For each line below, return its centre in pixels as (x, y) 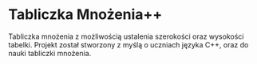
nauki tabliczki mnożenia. (50, 53)
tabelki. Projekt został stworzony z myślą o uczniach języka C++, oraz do (128, 44)
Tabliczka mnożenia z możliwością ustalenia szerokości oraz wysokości (126, 36)
